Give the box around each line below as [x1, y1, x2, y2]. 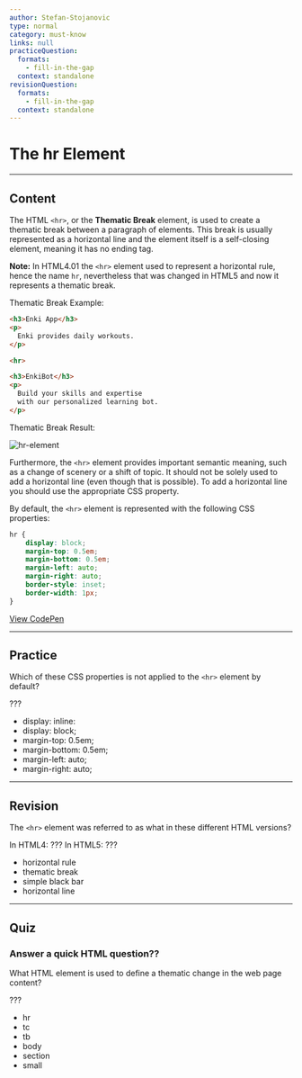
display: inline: [22, 716, 76, 727]
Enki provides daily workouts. [17, 331, 135, 340]
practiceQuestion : [9, 47, 78, 56]
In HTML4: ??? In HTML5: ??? [9, 840, 119, 850]
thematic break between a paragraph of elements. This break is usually [9, 224, 273, 235]
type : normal [9, 22, 58, 31]
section [22, 1050, 50, 1061]
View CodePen [9, 613, 65, 624]
